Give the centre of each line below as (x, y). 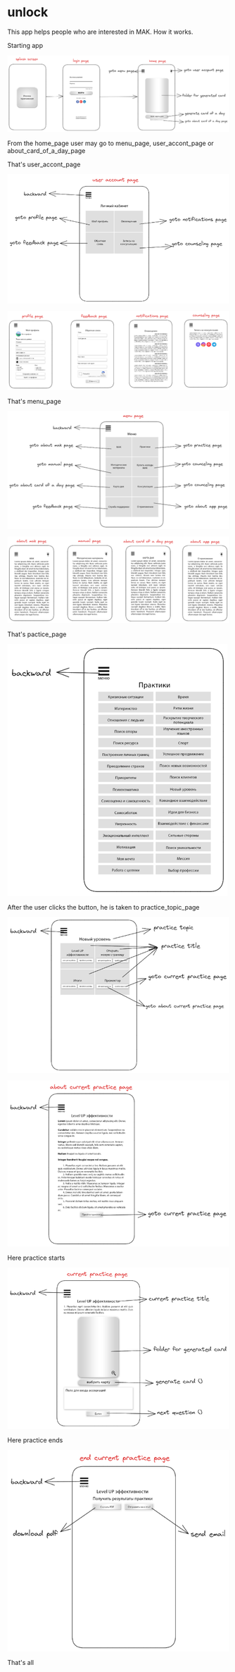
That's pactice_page (37, 634)
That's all (20, 1662)
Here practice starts (36, 1258)
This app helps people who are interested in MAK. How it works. (100, 32)
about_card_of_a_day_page (46, 150)
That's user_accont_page (44, 164)
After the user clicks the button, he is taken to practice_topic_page (103, 907)
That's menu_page (34, 401)
